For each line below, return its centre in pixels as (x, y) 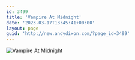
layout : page (22, 28)
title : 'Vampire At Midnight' (44, 17)
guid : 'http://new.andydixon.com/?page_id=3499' (68, 34)
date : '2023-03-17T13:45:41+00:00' (51, 23)
